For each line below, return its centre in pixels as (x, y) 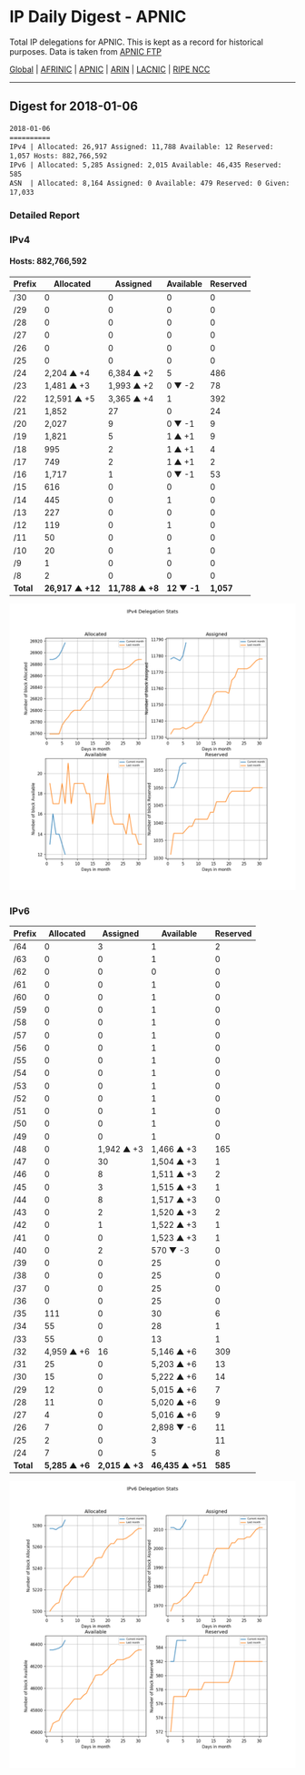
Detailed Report (44, 215)
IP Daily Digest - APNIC (98, 17)
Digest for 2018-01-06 (74, 106)
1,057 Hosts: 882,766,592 (58, 156)
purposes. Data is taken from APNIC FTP (85, 51)
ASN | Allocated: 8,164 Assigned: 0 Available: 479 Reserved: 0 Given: (150, 183)
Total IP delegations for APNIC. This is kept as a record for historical (136, 42)
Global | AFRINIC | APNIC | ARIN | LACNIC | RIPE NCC (110, 69)
